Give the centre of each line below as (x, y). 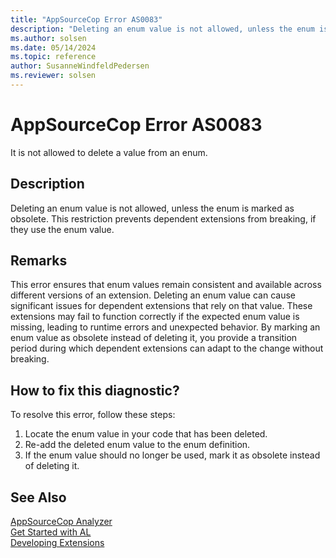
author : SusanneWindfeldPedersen (80, 66)
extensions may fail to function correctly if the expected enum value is (155, 317)
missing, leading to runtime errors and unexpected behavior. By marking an (165, 327)
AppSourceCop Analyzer (61, 522)
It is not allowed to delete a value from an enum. (109, 152)
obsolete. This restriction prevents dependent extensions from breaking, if (163, 218)
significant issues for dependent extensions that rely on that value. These (161, 306)
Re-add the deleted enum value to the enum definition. (137, 445)
